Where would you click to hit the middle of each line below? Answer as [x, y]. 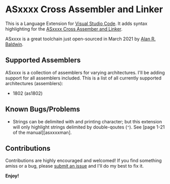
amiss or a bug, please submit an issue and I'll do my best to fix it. [75, 166]
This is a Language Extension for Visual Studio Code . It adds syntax [76, 23]
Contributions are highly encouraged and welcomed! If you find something [83, 161]
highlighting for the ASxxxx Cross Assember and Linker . [64, 29]
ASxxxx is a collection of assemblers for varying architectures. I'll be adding [85, 72]
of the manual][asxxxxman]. [42, 132]
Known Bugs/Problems [43, 109]
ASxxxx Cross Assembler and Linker [84, 9]
